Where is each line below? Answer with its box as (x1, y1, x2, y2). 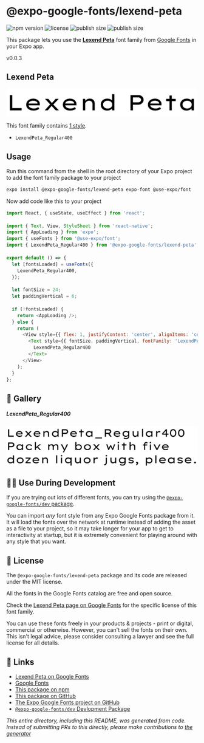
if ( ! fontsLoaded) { (12, 306, 64, 312)
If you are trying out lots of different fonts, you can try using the (6, 494, 166, 501)
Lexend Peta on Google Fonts (15, 673, 89, 680)
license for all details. (6, 639, 59, 646)
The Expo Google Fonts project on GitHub (15, 699, 120, 706)
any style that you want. (6, 538, 67, 545)
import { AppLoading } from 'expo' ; (6, 229, 99, 235)
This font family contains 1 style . (6, 122, 87, 129)
